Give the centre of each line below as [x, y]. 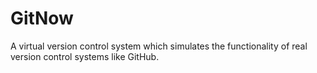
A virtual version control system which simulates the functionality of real [159, 46]
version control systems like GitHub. [85, 56]
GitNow [42, 18]
